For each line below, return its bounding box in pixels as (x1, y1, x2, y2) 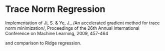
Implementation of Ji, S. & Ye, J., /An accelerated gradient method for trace (5, 20, 160, 26)
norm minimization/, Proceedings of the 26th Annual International (5, 25, 140, 31)
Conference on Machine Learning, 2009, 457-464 (5, 30, 108, 36)
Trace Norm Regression (5, 3, 105, 15)
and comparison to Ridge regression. (5, 40, 81, 46)
